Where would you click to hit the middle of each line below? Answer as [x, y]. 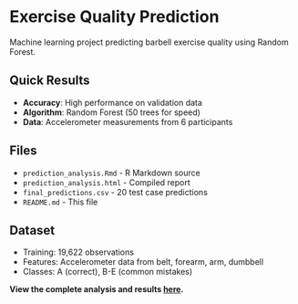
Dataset [32, 230]
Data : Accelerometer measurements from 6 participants [128, 121]
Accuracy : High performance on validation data [113, 102]
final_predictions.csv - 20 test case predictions [115, 192]
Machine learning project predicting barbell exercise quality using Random [149, 42]
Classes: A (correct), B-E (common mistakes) [108, 272]
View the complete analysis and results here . [97, 289]
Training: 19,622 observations [78, 252]
